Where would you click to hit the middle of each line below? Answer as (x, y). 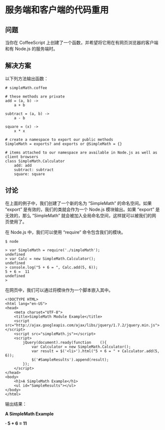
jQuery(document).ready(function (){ (65, 342)
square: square (30, 174)
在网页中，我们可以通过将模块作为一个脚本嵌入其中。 (59, 290)
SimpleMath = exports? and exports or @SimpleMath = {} (64, 144)
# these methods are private (35, 97)
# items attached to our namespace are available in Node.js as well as (81, 152)
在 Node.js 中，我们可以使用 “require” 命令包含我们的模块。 (65, 232)
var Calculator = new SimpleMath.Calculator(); (81, 347)
